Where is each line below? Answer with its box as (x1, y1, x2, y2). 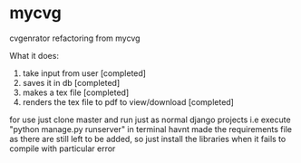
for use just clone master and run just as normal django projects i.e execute (9, 114, 292, 125)
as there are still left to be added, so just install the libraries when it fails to (9, 133, 286, 144)
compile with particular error (9, 143, 116, 154)
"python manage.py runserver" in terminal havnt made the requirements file (9, 123, 293, 134)
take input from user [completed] (22, 67, 147, 79)
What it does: (9, 50, 59, 61)
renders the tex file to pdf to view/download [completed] (22, 96, 234, 107)
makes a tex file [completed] (22, 87, 130, 98)
